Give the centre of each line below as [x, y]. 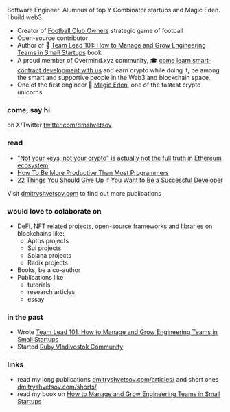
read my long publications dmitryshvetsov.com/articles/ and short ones [118, 380]
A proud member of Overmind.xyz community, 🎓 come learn [104, 60]
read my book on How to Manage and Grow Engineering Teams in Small [119, 394]
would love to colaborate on [54, 211]
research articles [51, 291]
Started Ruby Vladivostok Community [70, 347]
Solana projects [49, 255]
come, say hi [28, 110]
